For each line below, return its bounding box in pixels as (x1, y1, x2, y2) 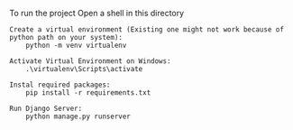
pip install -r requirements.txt (25, 88, 151, 97)
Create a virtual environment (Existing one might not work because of (9, 25, 284, 34)
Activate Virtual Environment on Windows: (9, 57, 171, 66)
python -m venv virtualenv (25, 41, 127, 50)
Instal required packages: (9, 80, 111, 89)
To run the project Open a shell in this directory (9, 8, 185, 18)
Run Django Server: (9, 104, 83, 113)
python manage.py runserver (25, 112, 131, 121)
